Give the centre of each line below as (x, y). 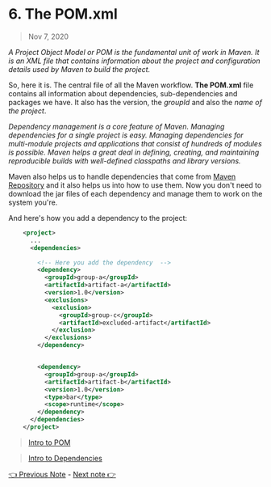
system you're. (33, 202)
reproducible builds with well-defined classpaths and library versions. (125, 161)
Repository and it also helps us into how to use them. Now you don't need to (135, 185)
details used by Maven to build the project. (79, 69)
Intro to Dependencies (65, 458)
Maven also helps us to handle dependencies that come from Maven (122, 176)
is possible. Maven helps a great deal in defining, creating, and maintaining (134, 152)
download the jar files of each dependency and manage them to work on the (135, 193)
